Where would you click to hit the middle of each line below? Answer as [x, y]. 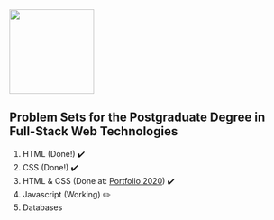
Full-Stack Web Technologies [94, 131]
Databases [42, 207]
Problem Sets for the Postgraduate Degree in [137, 118]
